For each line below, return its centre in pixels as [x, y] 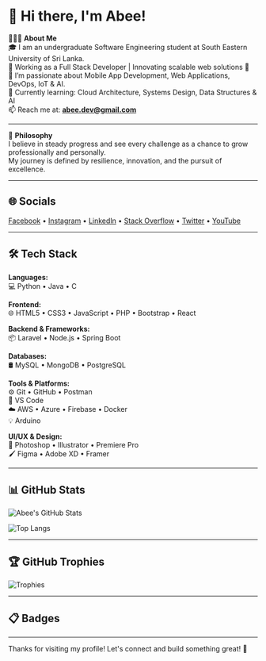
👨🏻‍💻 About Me [32, 38]
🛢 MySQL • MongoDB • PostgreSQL [67, 365]
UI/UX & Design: [35, 436]
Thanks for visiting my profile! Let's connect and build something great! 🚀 [128, 649]
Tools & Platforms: [39, 383]
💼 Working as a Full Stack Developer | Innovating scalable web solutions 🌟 [129, 67]
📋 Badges [34, 618]
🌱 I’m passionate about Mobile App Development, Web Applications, [119, 75]
